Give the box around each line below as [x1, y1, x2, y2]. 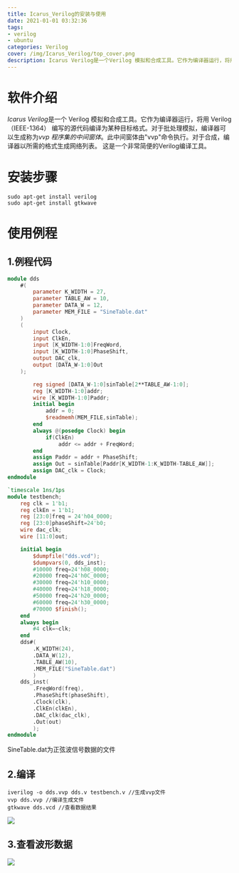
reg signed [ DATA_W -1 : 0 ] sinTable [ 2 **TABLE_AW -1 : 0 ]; [33, 381, 190, 388]
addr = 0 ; [45, 407, 75, 414]
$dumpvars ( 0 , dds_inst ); [33, 559, 107, 566]
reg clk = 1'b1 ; [20, 500, 69, 507]
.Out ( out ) [33, 718, 62, 725]
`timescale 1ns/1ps [7, 486, 65, 494]
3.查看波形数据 [7, 839, 73, 851]
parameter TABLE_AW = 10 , [33, 295, 110, 302]
